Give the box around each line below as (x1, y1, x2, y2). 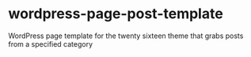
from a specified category (8, 39, 93, 48)
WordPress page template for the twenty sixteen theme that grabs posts (8, 31, 244, 40)
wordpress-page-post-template (8, 5, 223, 23)
